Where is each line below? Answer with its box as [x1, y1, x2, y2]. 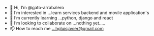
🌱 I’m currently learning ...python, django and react [9, 15, 113, 20]
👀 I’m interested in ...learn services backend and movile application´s [9, 10, 149, 16]
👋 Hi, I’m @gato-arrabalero [9, 5, 64, 10]
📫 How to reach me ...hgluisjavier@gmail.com [9, 26, 104, 31]
